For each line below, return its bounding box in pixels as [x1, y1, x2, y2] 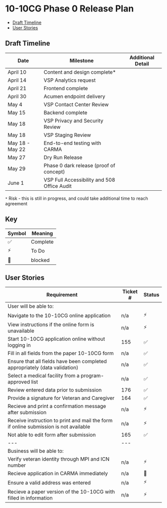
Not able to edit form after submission [7, 431, 96, 438]
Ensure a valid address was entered [7, 479, 91, 486]
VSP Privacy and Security [44, 117, 103, 124]
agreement [5, 200, 28, 207]
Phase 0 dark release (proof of [44, 162, 115, 169]
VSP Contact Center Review [44, 101, 109, 108]
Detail [135, 60, 149, 67]
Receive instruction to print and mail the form [7, 417, 113, 424]
